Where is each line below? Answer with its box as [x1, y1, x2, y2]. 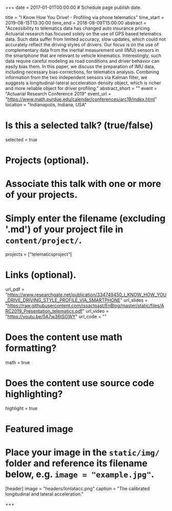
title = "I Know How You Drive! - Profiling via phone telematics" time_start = [5, 14, 164, 20]
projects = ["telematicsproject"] [5, 251, 72, 257]
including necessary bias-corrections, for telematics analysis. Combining [5, 69, 160, 75]
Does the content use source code [5, 377, 155, 389]
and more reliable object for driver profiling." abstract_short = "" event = [5, 85, 158, 91]
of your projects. [5, 189, 78, 201]
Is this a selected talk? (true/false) [5, 120, 154, 131]
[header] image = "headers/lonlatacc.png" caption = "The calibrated [5, 485, 150, 492]
